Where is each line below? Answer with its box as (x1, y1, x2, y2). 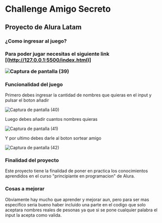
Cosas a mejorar (5, 185, 45, 192)
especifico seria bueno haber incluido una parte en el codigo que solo (5, 201, 146, 207)
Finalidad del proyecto (5, 157, 60, 164)
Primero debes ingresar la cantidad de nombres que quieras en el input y (5, 92, 152, 98)
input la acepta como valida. (5, 212, 62, 218)
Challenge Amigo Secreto (5, 3, 111, 15)
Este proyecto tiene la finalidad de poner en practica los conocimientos (5, 168, 148, 174)
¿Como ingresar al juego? (5, 38, 67, 45)
